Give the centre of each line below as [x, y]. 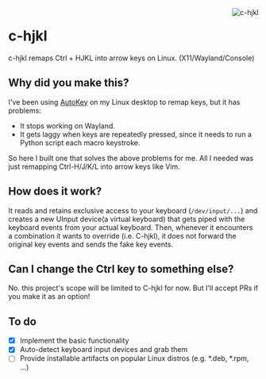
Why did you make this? [69, 83]
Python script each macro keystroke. [80, 143]
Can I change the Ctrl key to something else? [121, 269]
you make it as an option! [49, 297]
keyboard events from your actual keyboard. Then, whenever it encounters [131, 227]
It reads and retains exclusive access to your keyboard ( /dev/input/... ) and [133, 210]
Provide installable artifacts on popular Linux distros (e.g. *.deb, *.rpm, [134, 358]
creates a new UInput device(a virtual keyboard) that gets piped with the [127, 219]
